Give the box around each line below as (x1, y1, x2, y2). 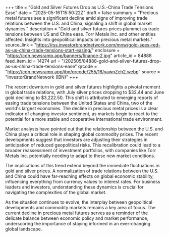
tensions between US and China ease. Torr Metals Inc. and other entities (5, 31, 156, 37)
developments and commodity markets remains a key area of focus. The (5, 205, 156, 210)
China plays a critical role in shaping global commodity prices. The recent (5, 131, 158, 137)
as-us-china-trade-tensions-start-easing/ (5, 48, 92, 53)
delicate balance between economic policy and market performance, (5, 215, 149, 221)
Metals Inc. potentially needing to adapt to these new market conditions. (5, 153, 155, 159)
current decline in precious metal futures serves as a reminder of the (5, 210, 148, 216)
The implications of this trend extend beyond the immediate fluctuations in (5, 163, 160, 168)
